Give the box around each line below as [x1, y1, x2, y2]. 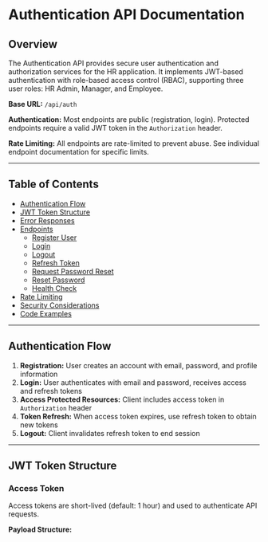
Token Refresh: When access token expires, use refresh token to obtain [19, 411, 257, 421]
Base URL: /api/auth [8, 100, 77, 108]
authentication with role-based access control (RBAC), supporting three [8, 76, 244, 84]
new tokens [19, 420, 58, 430]
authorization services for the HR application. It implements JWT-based [8, 67, 243, 77]
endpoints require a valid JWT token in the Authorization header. [8, 124, 223, 132]
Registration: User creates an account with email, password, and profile [19, 360, 258, 370]
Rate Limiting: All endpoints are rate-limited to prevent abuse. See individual [8, 139, 260, 148]
